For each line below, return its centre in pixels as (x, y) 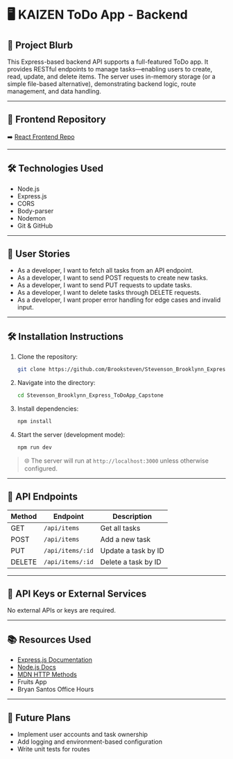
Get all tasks (120, 528)
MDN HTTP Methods (47, 674)
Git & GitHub (35, 225)
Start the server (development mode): (71, 434)
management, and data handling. (54, 91)
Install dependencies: (48, 409)
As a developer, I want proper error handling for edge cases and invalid (119, 300)
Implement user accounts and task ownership (82, 734)
